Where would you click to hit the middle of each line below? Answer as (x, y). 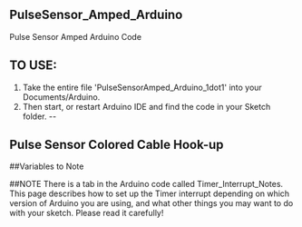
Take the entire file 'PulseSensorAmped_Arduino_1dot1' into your (142, 87)
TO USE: (33, 66)
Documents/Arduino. (61, 97)
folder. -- (39, 116)
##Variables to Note (47, 166)
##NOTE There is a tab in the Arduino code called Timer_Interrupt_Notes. (146, 184)
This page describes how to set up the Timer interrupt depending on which (150, 193)
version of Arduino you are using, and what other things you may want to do (151, 203)
